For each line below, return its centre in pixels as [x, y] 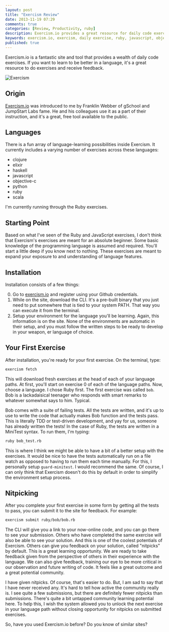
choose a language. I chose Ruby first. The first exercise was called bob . [80, 390]
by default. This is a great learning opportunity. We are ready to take [76, 551]
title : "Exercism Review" [32, 15]
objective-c [24, 181]
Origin [15, 94]
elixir [18, 165]
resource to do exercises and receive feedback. [55, 68]
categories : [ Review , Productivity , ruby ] [50, 29]
